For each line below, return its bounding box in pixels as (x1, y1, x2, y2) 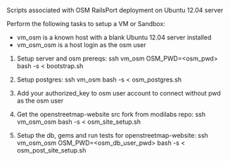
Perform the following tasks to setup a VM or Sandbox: (6, 20, 166, 27)
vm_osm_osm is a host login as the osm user (16, 41, 147, 49)
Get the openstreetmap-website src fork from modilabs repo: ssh (16, 110, 206, 118)
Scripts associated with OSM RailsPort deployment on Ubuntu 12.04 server (6, 6, 224, 14)
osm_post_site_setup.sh (16, 146, 87, 154)
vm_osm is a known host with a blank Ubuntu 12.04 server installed (16, 33, 212, 41)
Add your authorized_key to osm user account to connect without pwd (16, 89, 221, 97)
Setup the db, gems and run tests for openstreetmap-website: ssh (16, 131, 209, 139)
